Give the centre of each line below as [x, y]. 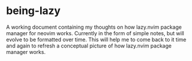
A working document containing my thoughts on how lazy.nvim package [94, 27]
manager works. [26, 52]
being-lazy [33, 11]
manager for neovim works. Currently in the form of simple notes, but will [95, 33]
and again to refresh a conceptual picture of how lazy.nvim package [89, 46]
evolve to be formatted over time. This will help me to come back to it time [96, 39]
